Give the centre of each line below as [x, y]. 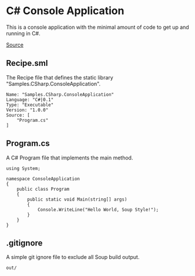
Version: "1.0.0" [27, 110]
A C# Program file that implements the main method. [70, 158]
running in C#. [23, 33]
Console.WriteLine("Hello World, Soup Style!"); [98, 210]
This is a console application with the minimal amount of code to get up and [97, 27]
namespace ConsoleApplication [43, 179]
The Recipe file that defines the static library [60, 77]
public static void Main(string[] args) [77, 199]
